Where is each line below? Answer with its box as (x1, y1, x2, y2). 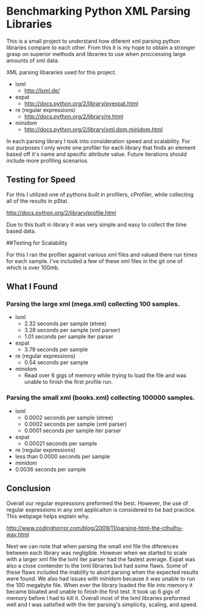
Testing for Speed (6, 175, 76, 185)
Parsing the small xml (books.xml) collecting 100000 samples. (6, 393, 195, 402)
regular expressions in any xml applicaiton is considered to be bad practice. (6, 506, 196, 513)
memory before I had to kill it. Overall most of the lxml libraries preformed (6, 594, 191, 601)
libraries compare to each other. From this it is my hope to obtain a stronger (6, 44, 196, 51)
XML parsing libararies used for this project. (6, 68, 117, 76)
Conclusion (6, 483, 51, 494)
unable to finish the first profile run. (24, 378, 113, 386)
